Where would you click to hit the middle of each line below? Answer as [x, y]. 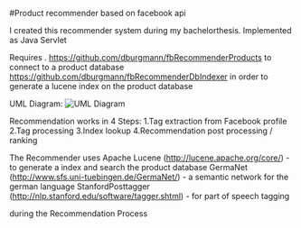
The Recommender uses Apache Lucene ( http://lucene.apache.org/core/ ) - [150, 158]
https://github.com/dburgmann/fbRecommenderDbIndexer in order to [139, 77]
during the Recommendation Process [79, 214]
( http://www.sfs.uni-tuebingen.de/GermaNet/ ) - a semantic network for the [149, 177]
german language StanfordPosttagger [80, 187]
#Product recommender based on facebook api [98, 13]
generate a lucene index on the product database [101, 86]
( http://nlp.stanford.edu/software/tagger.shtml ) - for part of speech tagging [150, 196]
